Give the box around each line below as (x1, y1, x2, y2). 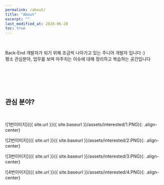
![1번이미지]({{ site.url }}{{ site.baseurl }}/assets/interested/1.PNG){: (5, 121, 143, 127)
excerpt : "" (5, 16, 30, 21)
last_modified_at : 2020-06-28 (5, 21, 68, 26)
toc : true (5, 26, 26, 31)
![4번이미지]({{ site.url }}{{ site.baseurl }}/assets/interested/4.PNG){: (5, 169, 145, 175)
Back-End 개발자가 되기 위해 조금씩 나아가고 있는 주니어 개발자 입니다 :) (5, 50, 145, 56)
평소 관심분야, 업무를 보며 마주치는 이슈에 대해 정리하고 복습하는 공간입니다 (5, 56, 151, 62)
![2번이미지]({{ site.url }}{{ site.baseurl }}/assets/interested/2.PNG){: (5, 137, 145, 143)
